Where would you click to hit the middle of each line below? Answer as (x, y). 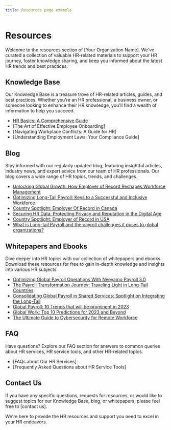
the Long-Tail (27, 301)
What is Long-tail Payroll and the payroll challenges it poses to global (85, 225)
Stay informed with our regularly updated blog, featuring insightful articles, (84, 166)
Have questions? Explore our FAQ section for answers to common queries (83, 346)
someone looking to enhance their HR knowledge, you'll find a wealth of (81, 105)
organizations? (28, 230)
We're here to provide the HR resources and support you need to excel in (82, 416)
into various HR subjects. (31, 269)
